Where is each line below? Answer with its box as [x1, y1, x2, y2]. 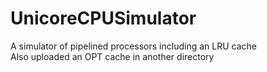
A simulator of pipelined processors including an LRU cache [10, 40, 257, 52]
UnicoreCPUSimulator [10, 7, 197, 30]
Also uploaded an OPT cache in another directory [10, 50, 215, 62]
